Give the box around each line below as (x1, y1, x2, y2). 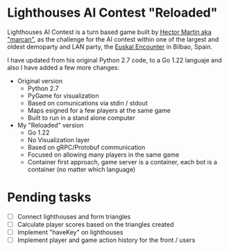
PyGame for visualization (27, 92, 99, 100)
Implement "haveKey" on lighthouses (17, 228, 124, 236)
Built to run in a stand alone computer (27, 113, 135, 122)
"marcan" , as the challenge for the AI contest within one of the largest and (7, 35, 219, 43)
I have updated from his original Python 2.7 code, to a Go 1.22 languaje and (7, 55, 222, 64)
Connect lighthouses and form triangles (17, 212, 131, 220)
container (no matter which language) (27, 165, 136, 173)
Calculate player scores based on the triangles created (17, 220, 174, 228)
